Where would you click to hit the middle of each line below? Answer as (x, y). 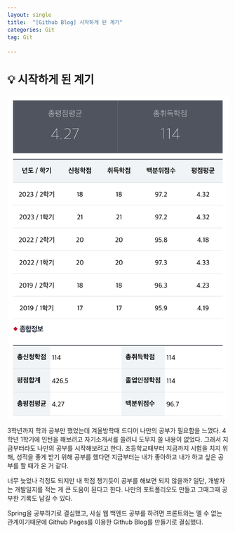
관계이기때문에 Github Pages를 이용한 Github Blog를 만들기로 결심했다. (105, 522)
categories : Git (31, 30)
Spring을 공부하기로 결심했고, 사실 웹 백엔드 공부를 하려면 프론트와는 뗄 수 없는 (115, 513)
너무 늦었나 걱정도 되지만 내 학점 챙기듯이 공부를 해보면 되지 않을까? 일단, (107, 481)
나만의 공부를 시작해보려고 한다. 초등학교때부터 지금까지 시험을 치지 (129, 448)
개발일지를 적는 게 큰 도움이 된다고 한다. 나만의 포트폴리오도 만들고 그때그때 (117, 489)
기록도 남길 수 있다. (46, 499)
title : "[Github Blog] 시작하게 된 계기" (65, 22)
